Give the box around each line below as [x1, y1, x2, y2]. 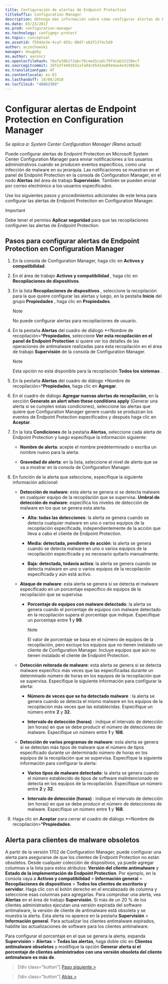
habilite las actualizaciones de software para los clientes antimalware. [5, 923, 149, 929]
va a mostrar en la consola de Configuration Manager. [19, 464, 131, 470]
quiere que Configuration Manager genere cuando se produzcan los [12, 408, 153, 415]
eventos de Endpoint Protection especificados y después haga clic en [12, 414, 156, 420]
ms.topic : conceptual [5, 35, 50, 40]
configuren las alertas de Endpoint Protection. [5, 222, 100, 228]
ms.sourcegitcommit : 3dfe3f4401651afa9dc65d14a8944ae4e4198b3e [5, 63, 140, 68]
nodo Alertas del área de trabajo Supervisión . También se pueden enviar [5, 177, 156, 183]
